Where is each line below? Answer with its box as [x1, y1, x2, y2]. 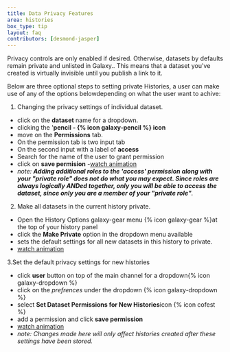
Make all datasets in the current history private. [16, 202, 151, 211]
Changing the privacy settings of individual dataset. [16, 103, 163, 111]
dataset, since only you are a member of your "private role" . [16, 189, 194, 198]
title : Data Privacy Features [7, 10, 94, 17]
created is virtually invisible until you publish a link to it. [7, 69, 163, 78]
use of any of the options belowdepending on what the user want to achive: [7, 90, 221, 98]
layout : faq [7, 29, 41, 36]
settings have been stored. [16, 337, 93, 345]
